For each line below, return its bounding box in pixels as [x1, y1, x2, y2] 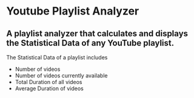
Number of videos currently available [15, 72, 108, 79]
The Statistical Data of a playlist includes [6, 54, 108, 61]
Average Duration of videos [15, 85, 84, 92]
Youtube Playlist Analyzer [6, 4, 139, 18]
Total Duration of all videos [15, 79, 82, 85]
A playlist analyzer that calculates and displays [6, 28, 189, 39]
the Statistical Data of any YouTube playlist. [6, 38, 175, 48]
